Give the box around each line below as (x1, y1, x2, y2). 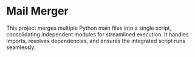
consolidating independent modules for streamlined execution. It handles (6, 30, 189, 38)
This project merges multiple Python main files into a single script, (6, 24, 172, 32)
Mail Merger (6, 4, 69, 18)
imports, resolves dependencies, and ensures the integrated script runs (6, 37, 185, 44)
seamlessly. (6, 44, 36, 51)
